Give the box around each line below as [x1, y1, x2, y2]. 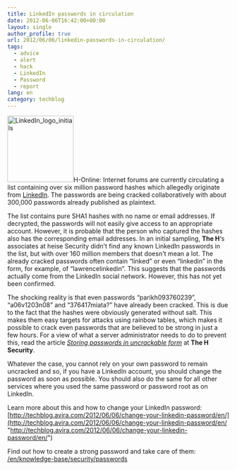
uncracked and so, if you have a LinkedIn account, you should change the [7, 367, 222, 375]
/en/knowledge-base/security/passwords [7, 454, 128, 463]
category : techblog [7, 96, 65, 103]
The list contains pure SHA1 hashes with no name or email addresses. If [7, 212, 215, 220]
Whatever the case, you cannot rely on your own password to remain [7, 360, 208, 368]
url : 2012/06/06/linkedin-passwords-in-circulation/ [7, 37, 166, 44]
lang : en [7, 89, 33, 96]
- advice [13, 50, 39, 57]
